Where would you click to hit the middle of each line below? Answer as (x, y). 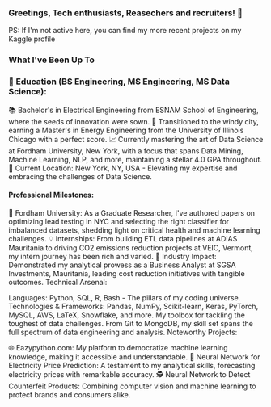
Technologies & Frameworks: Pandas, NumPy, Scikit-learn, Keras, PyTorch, (133, 306)
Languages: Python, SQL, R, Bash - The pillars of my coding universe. (125, 297)
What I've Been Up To (51, 60)
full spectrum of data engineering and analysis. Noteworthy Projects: (123, 332)
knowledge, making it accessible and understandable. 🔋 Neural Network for (134, 357)
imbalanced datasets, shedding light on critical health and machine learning (134, 230)
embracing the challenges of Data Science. (80, 176)
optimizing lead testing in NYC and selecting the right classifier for (119, 221)
